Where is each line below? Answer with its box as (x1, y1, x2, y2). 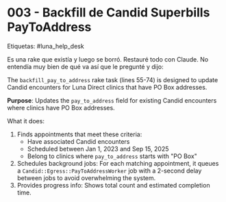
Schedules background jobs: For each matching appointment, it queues (16, 159, 219, 167)
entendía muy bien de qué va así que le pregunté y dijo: (7, 62, 164, 71)
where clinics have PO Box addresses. (7, 103, 115, 112)
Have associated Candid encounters (27, 137, 130, 145)
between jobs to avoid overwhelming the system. (16, 173, 156, 182)
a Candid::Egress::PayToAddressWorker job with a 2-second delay (16, 166, 202, 175)
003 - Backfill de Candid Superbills (7, 5, 210, 21)
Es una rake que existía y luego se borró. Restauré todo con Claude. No (7, 55, 209, 63)
